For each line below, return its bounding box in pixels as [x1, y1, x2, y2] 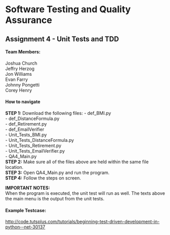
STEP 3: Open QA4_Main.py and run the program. [5, 169, 110, 175]
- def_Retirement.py [5, 121, 47, 127]
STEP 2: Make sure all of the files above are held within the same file [5, 159, 149, 165]
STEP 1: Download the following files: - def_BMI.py [5, 110, 112, 116]
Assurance [5, 14, 52, 26]
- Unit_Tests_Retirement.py [5, 142, 62, 149]
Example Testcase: [5, 207, 47, 213]
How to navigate [5, 99, 41, 105]
